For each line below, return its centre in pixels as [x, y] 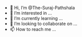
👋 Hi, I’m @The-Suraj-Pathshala [42, 8]
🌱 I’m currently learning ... [36, 18]
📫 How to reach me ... [33, 29]
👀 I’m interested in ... [31, 13]
